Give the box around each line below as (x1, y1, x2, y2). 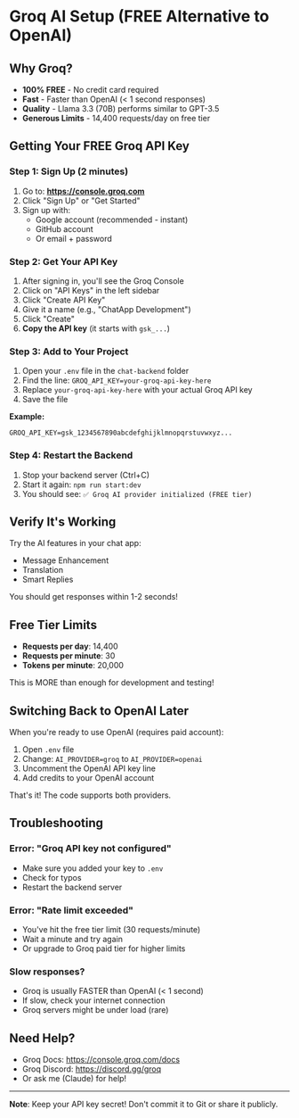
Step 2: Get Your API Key (9, 255, 118, 268)
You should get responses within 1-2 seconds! (9, 592, 178, 602)
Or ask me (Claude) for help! (21, 1073, 127, 1084)
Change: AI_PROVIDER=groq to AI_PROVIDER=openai (21, 754, 203, 765)
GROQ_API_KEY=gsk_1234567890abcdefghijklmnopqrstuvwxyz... (9, 428, 233, 438)
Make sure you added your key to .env (21, 863, 164, 874)
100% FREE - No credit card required (21, 85, 159, 95)
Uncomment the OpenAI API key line (21, 763, 156, 774)
